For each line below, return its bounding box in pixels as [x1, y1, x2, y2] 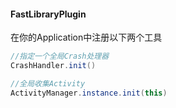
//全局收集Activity [10, 78, 86, 89]
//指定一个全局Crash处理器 [10, 51, 110, 62]
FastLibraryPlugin [10, 8, 87, 20]
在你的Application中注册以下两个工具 [10, 31, 163, 44]
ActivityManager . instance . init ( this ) [10, 88, 168, 98]
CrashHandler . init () [10, 61, 97, 71]
